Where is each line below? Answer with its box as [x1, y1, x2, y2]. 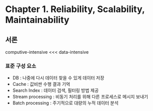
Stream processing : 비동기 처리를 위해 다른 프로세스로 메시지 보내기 [12, 94, 148, 100]
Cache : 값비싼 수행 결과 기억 [12, 81, 70, 87]
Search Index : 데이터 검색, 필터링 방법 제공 [12, 87, 99, 93]
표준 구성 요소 [5, 62, 37, 69]
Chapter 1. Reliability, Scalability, [5, 4, 145, 15]
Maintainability [5, 14, 69, 26]
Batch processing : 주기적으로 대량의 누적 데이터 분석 [12, 100, 119, 106]
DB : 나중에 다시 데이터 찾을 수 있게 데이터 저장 [12, 75, 105, 81]
